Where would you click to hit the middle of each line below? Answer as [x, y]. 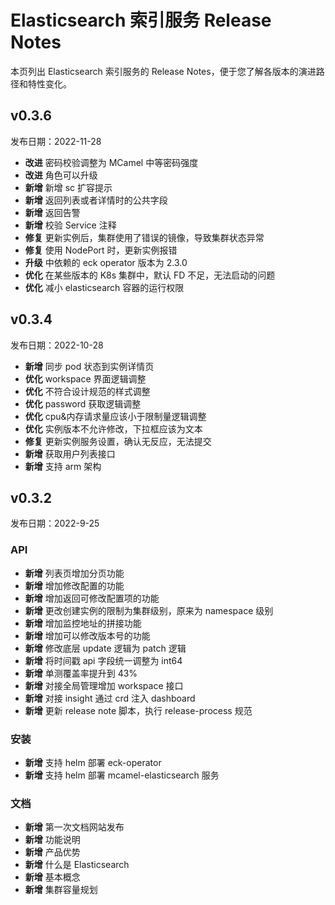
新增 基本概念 [52, 877]
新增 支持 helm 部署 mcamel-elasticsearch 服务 [122, 775]
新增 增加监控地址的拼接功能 [83, 623]
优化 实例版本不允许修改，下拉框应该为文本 [113, 428]
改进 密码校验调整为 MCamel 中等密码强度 [111, 162]
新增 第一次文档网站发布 [74, 827]
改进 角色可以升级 [61, 175]
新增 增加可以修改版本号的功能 [87, 635]
